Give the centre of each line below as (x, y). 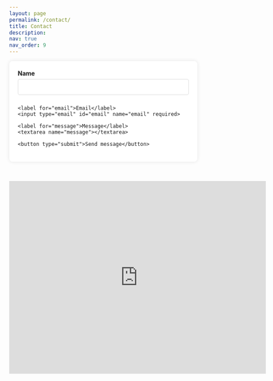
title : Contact (31, 26)
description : (28, 33)
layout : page (28, 13)
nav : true (23, 39)
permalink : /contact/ (40, 20)
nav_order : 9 (28, 45)
